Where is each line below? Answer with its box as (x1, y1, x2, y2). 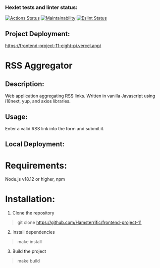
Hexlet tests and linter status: (5, 4, 78, 11)
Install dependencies (12, 229, 55, 235)
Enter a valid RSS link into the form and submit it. (5, 125, 105, 131)
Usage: (5, 112, 28, 121)
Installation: (5, 194, 55, 205)
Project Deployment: (5, 29, 70, 38)
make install (17, 239, 42, 245)
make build (17, 258, 40, 264)
